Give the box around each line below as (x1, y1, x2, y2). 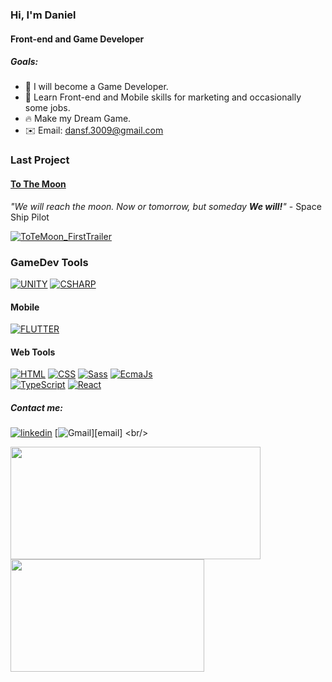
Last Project (10, 153, 70, 167)
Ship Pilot (10, 211, 50, 223)
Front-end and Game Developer (10, 33, 145, 45)
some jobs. (24, 102, 71, 114)
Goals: (10, 56, 39, 68)
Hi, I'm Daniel (10, 8, 77, 22)
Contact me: (10, 401, 63, 413)
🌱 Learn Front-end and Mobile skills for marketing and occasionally (24, 91, 302, 103)
